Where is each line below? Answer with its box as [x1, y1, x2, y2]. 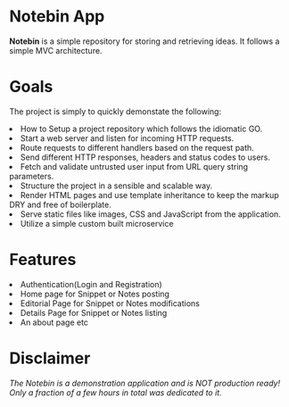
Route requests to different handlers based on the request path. [21, 142, 254, 153]
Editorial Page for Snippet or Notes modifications [21, 297, 201, 309]
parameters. [9, 170, 54, 181]
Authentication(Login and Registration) [21, 278, 162, 289]
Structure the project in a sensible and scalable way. [21, 180, 212, 191]
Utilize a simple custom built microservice [21, 218, 174, 228]
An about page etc [21, 317, 89, 328]
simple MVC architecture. [9, 45, 103, 55]
